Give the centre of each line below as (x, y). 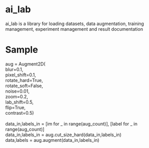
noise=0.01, (17, 91)
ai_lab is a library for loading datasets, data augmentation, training (75, 24)
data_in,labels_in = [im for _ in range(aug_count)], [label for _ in (71, 123)
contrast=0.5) (20, 113)
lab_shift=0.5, (20, 102)
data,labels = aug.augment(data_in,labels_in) (52, 140)
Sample (22, 50)
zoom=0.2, (17, 96)
